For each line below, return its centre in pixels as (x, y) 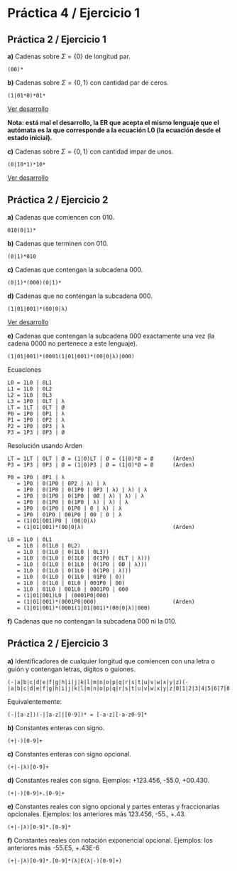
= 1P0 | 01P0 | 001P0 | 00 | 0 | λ (69, 514)
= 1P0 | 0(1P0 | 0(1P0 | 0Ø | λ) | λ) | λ (80, 496)
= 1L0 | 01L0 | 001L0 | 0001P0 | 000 (73, 589)
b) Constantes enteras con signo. (56, 727)
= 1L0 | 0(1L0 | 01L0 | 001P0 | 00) (71, 583)
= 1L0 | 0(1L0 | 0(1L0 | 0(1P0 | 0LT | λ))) (84, 558)
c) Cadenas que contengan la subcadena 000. (75, 269)
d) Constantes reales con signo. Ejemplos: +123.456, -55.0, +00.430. (108, 780)
